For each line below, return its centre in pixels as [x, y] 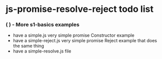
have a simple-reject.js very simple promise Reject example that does [85, 41]
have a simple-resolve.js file [42, 51]
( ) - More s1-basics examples [43, 25]
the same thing [28, 46]
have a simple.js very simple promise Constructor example [74, 35]
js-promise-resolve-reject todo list [80, 9]
